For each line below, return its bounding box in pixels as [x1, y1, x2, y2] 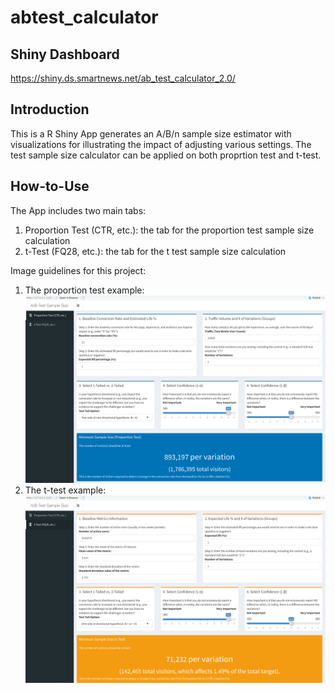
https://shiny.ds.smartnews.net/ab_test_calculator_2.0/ [10, 72, 236, 84]
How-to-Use [10, 178, 90, 195]
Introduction [10, 101, 90, 118]
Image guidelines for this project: [10, 264, 147, 276]
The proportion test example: [24, 284, 145, 296]
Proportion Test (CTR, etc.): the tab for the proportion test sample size [24, 224, 315, 236]
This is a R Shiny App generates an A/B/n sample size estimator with [10, 127, 292, 140]
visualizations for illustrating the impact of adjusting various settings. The [10, 138, 312, 150]
